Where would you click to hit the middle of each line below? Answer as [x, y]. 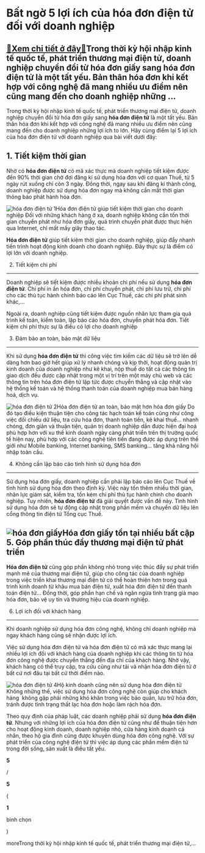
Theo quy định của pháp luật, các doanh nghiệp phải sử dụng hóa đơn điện [101, 716]
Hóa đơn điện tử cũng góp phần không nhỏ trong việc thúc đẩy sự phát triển [103, 567]
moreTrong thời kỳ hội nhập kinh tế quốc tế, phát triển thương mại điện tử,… [101, 843]
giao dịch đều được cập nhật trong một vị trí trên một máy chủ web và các [99, 375]
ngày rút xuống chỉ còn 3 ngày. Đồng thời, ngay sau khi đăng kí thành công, [101, 184]
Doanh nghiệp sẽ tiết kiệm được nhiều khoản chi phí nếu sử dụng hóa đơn [99, 282]
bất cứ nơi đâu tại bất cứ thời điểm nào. [56, 673]
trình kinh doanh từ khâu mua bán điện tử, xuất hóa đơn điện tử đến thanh [99, 586]
